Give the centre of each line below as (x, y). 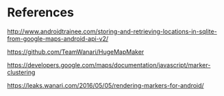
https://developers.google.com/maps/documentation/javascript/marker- (109, 65)
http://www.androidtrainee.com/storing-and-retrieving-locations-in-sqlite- (112, 31)
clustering (21, 72)
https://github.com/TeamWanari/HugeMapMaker (76, 52)
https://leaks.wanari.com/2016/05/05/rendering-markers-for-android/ (105, 85)
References (40, 13)
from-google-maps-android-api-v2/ (58, 38)
